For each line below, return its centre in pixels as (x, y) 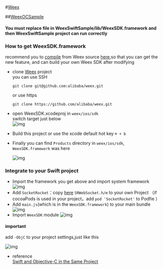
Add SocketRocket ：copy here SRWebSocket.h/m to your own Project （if (84, 193)
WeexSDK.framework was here (41, 148)
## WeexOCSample (24, 17)
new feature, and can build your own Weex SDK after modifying (70, 62)
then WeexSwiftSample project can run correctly (56, 33)
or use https (24, 95)
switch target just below (37, 119)
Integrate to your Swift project (42, 171)
